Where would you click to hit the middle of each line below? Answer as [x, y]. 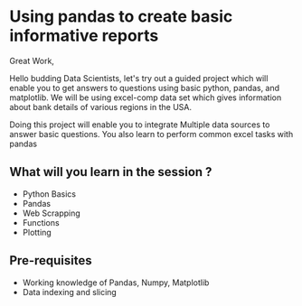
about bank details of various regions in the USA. [101, 107]
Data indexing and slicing [70, 292]
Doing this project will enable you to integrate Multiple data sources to [140, 125]
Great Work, [32, 60]
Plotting [37, 232]
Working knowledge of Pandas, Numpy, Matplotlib [116, 283]
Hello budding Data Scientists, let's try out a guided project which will [139, 78]
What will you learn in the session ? [111, 172]
